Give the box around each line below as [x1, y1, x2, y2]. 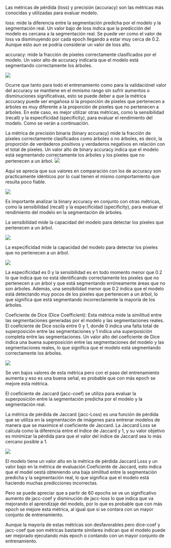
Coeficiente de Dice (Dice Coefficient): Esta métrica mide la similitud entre [5, 312, 162, 318]
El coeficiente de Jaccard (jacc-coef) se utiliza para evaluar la [5, 390, 137, 397]
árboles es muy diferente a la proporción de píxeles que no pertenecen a [5, 104, 159, 110]
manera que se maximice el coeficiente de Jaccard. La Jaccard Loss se [5, 422, 157, 428]
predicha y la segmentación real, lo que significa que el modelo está [5, 475, 149, 480]
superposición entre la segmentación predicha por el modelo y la [5, 396, 142, 402]
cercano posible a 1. [5, 439, 48, 444]
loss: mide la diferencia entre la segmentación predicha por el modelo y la [5, 20, 161, 26]
